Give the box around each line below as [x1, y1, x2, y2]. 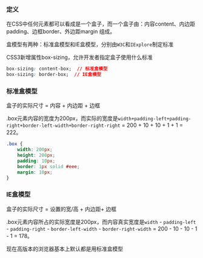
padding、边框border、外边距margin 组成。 [6, 28, 116, 35]
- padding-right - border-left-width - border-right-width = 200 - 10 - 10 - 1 [6, 225, 198, 232]
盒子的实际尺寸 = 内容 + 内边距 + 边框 [6, 102, 101, 109]
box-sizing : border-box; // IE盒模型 [6, 72, 102, 78]
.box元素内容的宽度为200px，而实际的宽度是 [6, 115, 118, 122]
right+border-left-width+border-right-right [6, 123, 121, 129]
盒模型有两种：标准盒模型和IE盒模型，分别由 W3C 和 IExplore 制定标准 [6, 41, 174, 48]
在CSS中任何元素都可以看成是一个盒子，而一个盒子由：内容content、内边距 [6, 20, 196, 28]
